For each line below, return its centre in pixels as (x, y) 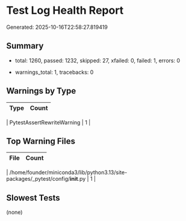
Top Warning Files (41, 141)
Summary (25, 46)
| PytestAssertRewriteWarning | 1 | (48, 122)
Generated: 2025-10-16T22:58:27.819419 (57, 27)
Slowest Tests (33, 198)
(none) (14, 212)
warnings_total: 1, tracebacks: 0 (54, 72)
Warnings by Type (41, 91)
